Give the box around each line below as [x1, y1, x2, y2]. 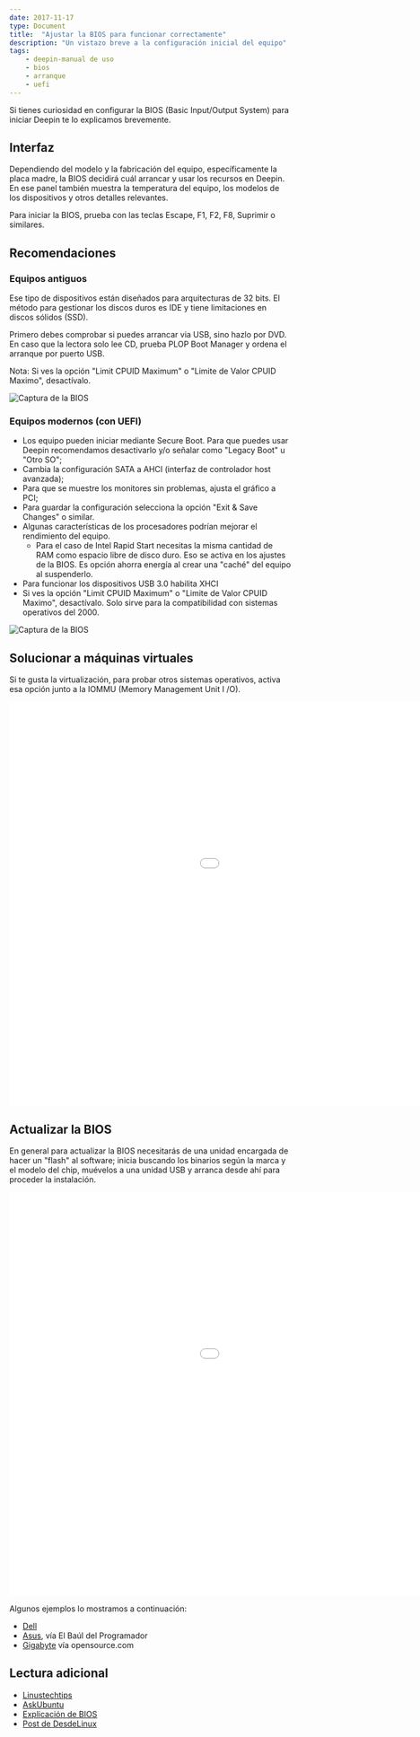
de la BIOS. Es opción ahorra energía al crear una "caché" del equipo [35, 559, 292, 570]
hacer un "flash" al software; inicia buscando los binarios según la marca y [9, 1155, 286, 1166]
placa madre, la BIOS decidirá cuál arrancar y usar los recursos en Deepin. [9, 173, 285, 184]
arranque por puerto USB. [9, 348, 105, 359]
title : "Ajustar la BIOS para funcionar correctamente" [9, 30, 227, 39]
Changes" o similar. [22, 512, 95, 522]
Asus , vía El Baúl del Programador [22, 1630, 148, 1641]
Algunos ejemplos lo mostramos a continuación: [9, 1603, 187, 1614]
